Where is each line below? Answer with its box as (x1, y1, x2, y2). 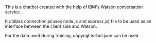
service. (5, 9, 21, 15)
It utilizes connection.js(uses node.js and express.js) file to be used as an (5, 19, 152, 24)
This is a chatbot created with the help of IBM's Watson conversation (5, 4, 143, 10)
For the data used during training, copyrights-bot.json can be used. (5, 33, 140, 38)
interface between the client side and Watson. (5, 23, 97, 29)
